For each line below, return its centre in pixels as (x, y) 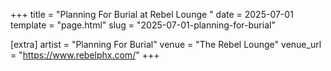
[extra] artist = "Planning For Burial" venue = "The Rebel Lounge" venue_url (166, 44)
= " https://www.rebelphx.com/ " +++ (85, 55)
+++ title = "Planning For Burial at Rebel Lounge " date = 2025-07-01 (152, 14)
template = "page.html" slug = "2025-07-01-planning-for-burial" (143, 25)
